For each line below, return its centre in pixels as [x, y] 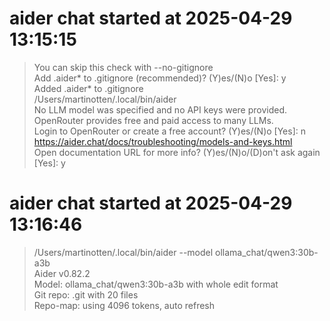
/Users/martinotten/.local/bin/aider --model [123, 252]
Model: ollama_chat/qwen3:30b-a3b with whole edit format [156, 284]
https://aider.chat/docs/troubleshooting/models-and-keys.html [163, 141]
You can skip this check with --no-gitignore [123, 67]
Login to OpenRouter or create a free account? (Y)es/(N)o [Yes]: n [170, 131]
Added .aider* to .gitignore [88, 88]
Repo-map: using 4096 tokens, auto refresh [124, 305]
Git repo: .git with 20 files [86, 294]
